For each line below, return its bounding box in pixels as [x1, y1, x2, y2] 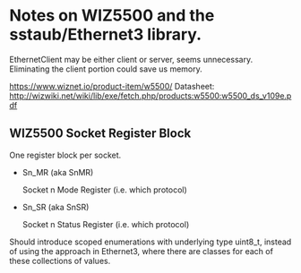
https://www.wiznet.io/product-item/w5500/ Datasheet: [9, 81, 215, 91]
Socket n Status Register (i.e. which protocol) [21, 218, 190, 229]
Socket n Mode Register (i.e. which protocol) [21, 184, 188, 195]
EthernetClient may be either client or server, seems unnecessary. [9, 54, 254, 64]
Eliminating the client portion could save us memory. [9, 64, 203, 74]
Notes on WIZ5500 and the [9, 5, 215, 26]
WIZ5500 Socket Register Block [9, 126, 192, 141]
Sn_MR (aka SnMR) [21, 166, 94, 177]
